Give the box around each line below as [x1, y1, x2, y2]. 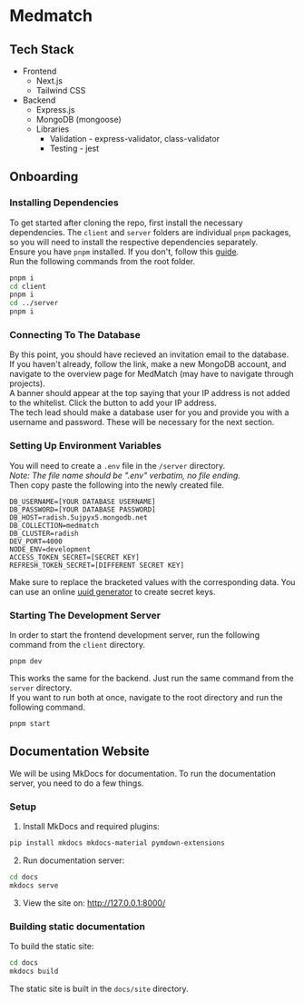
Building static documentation [9, 919, 145, 932]
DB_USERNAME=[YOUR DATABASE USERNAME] [9, 497, 156, 506]
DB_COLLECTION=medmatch [9, 521, 100, 530]
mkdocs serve [9, 880, 59, 890]
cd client [9, 282, 47, 291]
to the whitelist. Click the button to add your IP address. [9, 397, 218, 409]
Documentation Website [9, 744, 150, 760]
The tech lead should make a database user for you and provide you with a [9, 407, 289, 418]
